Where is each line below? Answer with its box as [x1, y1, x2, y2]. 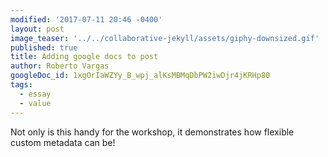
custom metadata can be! [10, 136, 116, 148]
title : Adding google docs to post [10, 52, 159, 62]
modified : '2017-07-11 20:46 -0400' [10, 14, 163, 25]
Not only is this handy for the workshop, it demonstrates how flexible [10, 126, 295, 138]
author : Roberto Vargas [10, 61, 110, 71]
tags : [10, 80, 33, 90]
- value [19, 98, 52, 108]
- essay [19, 89, 52, 99]
